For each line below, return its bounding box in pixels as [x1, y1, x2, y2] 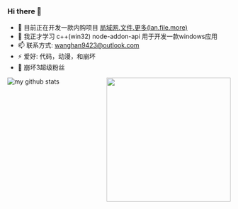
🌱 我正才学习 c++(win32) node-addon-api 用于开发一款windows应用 [17, 32, 218, 41]
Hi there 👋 [7, 6, 42, 16]
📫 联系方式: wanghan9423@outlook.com [17, 41, 140, 50]
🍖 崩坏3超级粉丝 [17, 63, 65, 72]
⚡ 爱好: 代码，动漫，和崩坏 [17, 52, 96, 61]
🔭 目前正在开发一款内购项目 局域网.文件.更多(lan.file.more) [17, 23, 188, 32]
